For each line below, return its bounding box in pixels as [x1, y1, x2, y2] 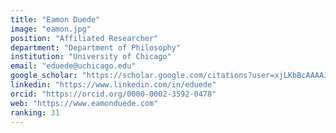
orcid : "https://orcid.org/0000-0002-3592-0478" [10, 89, 217, 99]
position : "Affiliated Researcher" [10, 33, 159, 43]
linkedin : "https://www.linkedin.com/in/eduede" [10, 80, 217, 90]
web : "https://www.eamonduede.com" [10, 98, 159, 108]
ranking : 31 [10, 107, 60, 118]
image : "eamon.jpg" [10, 24, 92, 34]
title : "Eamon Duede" [10, 14, 101, 25]
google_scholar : [10, 71, 78, 81]
